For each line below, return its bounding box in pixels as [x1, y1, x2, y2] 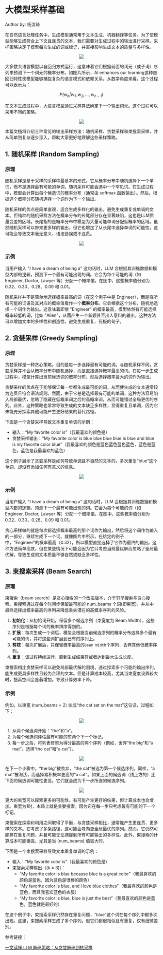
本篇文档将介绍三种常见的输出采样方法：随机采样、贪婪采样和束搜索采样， [5, 128, 154, 134]
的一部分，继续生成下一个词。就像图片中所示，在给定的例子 [5, 533, 124, 539]
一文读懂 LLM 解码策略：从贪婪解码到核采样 [5, 944, 93, 950]
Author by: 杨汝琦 [5, 21, 40, 27]
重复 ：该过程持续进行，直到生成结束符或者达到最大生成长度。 [12, 654, 136, 660]
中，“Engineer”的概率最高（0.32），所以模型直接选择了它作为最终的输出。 [5, 539, 153, 545]
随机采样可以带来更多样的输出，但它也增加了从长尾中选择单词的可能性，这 [9, 225, 158, 230]
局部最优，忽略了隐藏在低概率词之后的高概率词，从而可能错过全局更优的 [9, 397, 154, 402]
